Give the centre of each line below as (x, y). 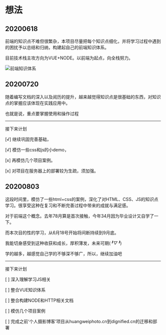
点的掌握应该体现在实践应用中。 (38, 103)
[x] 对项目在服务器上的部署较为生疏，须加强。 (52, 171)
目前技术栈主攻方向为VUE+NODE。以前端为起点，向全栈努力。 (69, 58)
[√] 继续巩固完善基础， (28, 139)
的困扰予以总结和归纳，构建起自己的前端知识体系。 (57, 47)
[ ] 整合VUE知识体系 (25, 289)
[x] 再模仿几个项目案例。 (30, 160)
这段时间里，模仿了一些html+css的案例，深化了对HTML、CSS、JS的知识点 (82, 199)
